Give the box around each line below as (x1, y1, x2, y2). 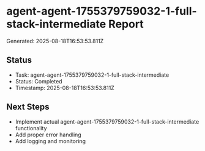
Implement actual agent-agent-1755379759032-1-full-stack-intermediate (15, 118, 199, 125)
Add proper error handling (15, 131, 81, 138)
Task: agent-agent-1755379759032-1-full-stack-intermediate (15, 71, 170, 79)
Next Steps (6, 102, 50, 112)
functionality (15, 124, 47, 132)
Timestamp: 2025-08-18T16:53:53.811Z (15, 84, 114, 91)
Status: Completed (15, 77, 62, 85)
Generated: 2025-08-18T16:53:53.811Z (6, 37, 104, 44)
